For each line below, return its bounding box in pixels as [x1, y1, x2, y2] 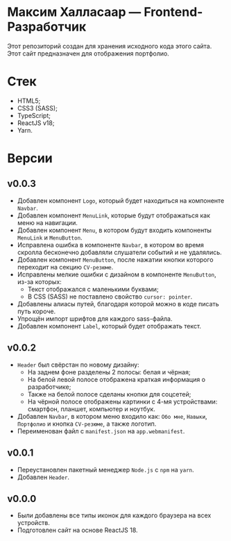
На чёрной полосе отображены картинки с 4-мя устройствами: [27, 397, 218, 406]
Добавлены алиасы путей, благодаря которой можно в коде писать [17, 299, 220, 308]
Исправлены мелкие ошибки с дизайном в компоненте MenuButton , [17, 270, 216, 278]
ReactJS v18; [17, 119, 55, 127]
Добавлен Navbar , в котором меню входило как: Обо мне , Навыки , [17, 412, 207, 420]
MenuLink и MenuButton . [17, 233, 83, 242]
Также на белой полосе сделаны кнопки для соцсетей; [27, 390, 191, 398]
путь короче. [17, 307, 56, 315]
